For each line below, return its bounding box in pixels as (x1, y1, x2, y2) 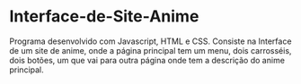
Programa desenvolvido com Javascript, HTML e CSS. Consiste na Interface (9, 36, 292, 46)
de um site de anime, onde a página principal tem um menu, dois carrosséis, (9, 45, 292, 55)
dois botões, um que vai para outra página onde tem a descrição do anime (9, 55, 286, 65)
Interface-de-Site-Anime (9, 6, 199, 27)
